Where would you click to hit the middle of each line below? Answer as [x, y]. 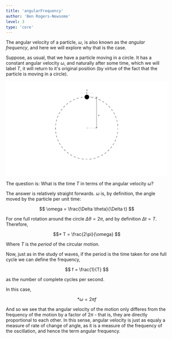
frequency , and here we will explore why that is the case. [66, 48]
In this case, [19, 289]
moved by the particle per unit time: [44, 199]
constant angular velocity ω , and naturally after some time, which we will [83, 63]
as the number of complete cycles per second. [55, 280]
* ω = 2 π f [87, 300]
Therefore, [17, 224]
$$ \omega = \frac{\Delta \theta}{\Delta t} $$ [87, 209]
